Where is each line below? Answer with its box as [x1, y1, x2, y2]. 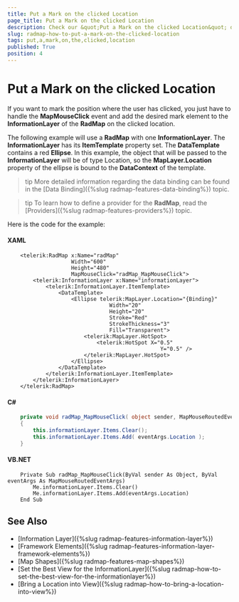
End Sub [20, 496, 43, 503]
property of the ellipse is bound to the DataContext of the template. [7, 163, 206, 171]
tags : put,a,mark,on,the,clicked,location [7, 37, 135, 44]
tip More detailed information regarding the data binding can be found [24, 177, 230, 186]
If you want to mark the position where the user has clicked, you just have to [7, 104, 231, 112]
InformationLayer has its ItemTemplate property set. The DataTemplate [7, 140, 221, 149]
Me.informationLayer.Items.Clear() [33, 483, 139, 491]
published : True [7, 43, 55, 51]
